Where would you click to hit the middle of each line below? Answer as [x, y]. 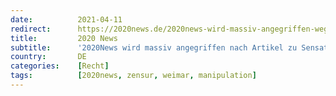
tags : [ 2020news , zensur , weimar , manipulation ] [133, 76]
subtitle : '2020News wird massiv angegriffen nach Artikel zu [154, 47]
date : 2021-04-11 [66, 19]
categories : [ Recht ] [60, 66]
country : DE [48, 57]
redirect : [31, 29]
